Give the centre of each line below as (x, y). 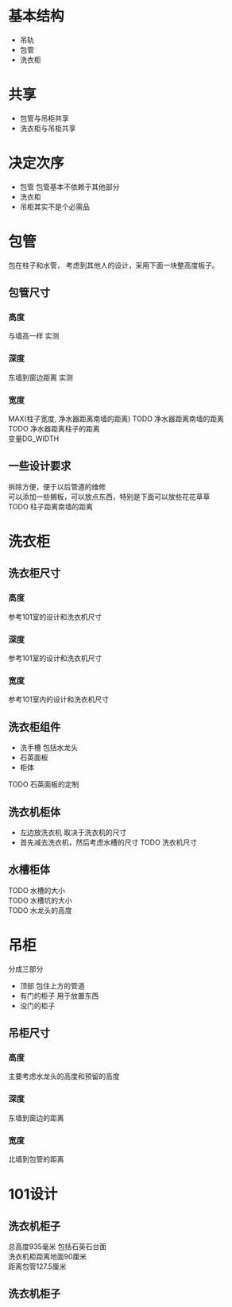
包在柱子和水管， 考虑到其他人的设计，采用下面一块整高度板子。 (114, 265)
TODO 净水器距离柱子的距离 (54, 429)
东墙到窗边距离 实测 (41, 377)
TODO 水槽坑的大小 (41, 900)
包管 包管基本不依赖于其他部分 (70, 187)
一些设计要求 (40, 466)
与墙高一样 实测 (34, 336)
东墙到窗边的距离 (36, 1118)
